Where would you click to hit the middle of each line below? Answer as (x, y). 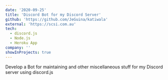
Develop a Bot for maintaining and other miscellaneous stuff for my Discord (84, 67)
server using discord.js (29, 72)
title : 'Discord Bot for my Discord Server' (53, 15)
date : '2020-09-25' (26, 10)
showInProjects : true (28, 52)
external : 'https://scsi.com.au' (41, 24)
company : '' (18, 48)
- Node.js (20, 38)
